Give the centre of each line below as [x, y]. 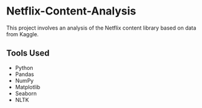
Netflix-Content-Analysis [71, 11]
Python [24, 68]
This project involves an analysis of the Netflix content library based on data [101, 28]
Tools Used [28, 53]
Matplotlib [28, 87]
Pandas [25, 74]
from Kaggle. [22, 34]
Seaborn [26, 93]
